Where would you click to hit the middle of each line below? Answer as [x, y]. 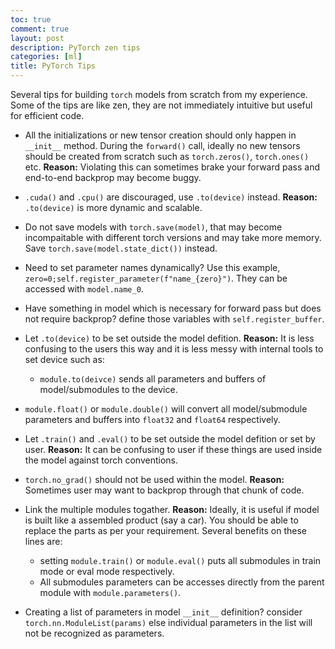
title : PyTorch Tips [53, 66]
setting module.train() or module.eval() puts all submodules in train [180, 560]
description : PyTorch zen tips [75, 47]
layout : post [37, 38]
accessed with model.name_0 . [84, 289]
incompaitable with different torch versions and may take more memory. [173, 237]
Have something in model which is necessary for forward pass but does [173, 308]
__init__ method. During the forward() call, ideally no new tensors [162, 145]
